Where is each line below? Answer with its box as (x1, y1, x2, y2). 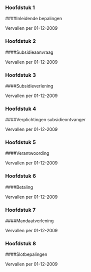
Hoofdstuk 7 (5, 206, 36, 213)
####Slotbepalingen (5, 251, 47, 257)
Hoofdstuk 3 (5, 71, 36, 78)
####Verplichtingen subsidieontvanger (5, 117, 86, 123)
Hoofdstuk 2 (5, 38, 36, 45)
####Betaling (5, 184, 33, 190)
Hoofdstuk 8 (5, 240, 36, 247)
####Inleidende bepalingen (5, 16, 62, 22)
